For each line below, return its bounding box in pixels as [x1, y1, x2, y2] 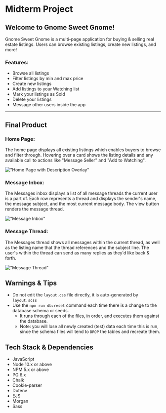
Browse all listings [12, 70, 49, 76]
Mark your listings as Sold [12, 91, 65, 97]
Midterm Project [5, 3, 73, 15]
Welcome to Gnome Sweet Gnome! [5, 23, 115, 32]
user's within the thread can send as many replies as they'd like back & [5, 249, 150, 255]
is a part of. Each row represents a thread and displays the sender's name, [5, 196, 157, 202]
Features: [5, 59, 29, 66]
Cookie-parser [12, 382, 42, 388]
